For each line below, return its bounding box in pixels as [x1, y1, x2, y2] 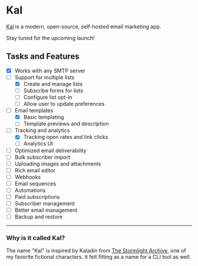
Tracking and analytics [14, 127, 70, 134]
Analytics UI [23, 140, 53, 147]
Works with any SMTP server [14, 67, 85, 74]
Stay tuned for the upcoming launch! [6, 34, 95, 41]
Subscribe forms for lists [23, 87, 84, 94]
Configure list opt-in [23, 94, 72, 101]
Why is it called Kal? [6, 234, 65, 242]
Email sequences [14, 180, 57, 187]
